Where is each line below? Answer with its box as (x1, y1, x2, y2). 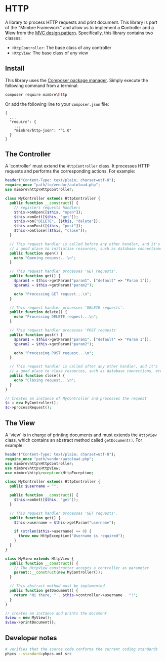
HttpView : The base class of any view (12, 50, 88, 56)
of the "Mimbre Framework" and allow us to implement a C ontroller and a (5, 24, 154, 30)
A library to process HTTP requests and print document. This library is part (5, 19, 158, 25)
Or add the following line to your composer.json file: (5, 101, 110, 107)
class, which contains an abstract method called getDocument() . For (5, 437, 142, 443)
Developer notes (5, 633, 57, 642)
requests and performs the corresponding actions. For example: (5, 168, 135, 174)
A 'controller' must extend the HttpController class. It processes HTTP (5, 163, 150, 169)
